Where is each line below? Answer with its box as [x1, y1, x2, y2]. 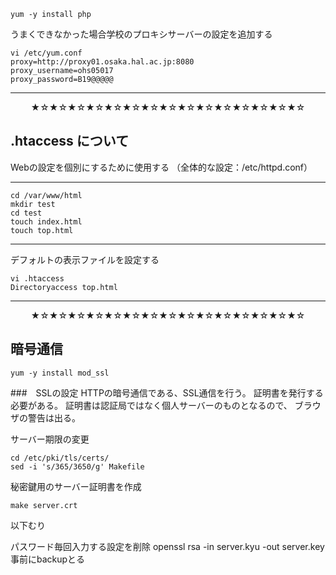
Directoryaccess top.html [10, 282, 118, 292]
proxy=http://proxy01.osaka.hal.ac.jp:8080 [10, 57, 195, 67]
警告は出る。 [27, 411, 81, 424]
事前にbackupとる [10, 553, 86, 565]
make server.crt [10, 500, 78, 510]
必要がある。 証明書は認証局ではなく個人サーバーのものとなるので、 [10, 399, 293, 411]
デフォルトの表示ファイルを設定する [10, 253, 160, 265]
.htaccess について [10, 133, 130, 150]
